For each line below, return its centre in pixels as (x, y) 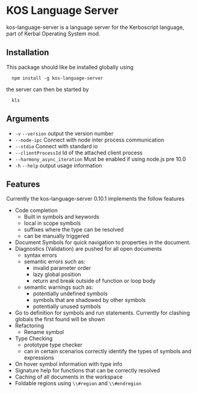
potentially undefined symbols (70, 294)
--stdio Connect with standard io (56, 146)
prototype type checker (53, 345)
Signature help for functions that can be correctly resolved (87, 371)
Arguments (28, 119)
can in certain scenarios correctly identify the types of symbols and (108, 351)
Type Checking (34, 339)
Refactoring (29, 325)
